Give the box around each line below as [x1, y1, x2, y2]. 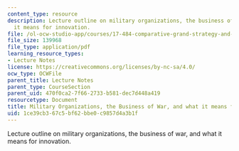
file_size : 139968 [7, 37, 62, 44]
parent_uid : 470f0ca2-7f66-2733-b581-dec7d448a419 [7, 90, 161, 97]
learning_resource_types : [7, 51, 84, 58]
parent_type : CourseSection [7, 83, 91, 90]
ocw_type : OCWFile [7, 70, 62, 77]
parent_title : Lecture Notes [7, 76, 94, 84]
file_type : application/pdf [7, 43, 91, 51]
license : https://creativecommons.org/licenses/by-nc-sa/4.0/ [7, 63, 196, 71]
